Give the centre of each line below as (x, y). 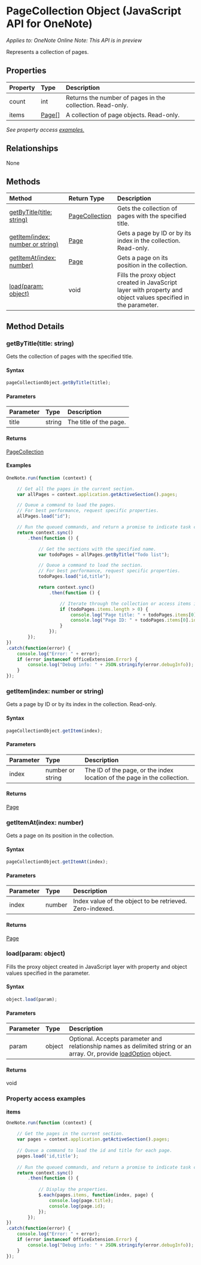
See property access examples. (45, 129)
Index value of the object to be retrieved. (130, 901)
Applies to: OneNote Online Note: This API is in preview (74, 40)
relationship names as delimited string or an (130, 1047)
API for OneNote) (49, 24)
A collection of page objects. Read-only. (123, 115)
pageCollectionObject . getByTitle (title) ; (59, 383)
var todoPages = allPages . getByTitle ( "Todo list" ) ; (104, 555)
